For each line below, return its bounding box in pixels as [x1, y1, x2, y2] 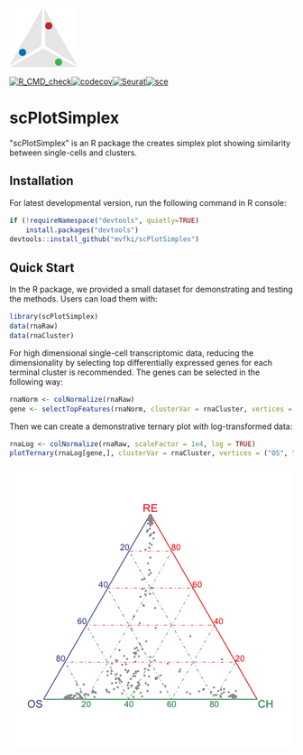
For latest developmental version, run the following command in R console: [9, 197, 287, 208]
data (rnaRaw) [9, 322, 59, 331]
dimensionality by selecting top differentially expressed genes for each [9, 357, 273, 368]
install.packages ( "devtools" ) [25, 225, 140, 235]
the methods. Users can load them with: [9, 294, 158, 304]
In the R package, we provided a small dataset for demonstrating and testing [9, 284, 293, 295]
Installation [9, 173, 74, 189]
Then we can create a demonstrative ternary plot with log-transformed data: [9, 421, 293, 432]
